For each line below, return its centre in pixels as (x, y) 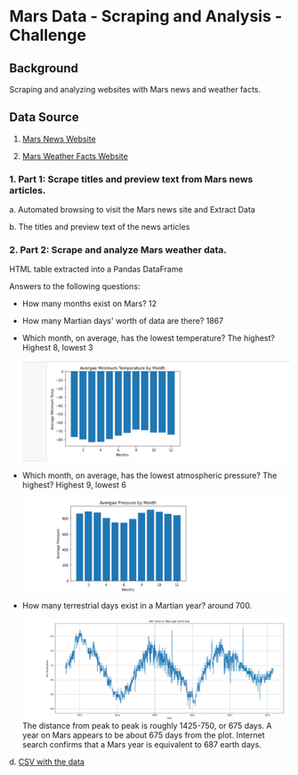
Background (44, 68)
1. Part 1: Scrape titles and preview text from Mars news (131, 179)
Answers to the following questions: (75, 287)
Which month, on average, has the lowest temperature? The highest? (149, 338)
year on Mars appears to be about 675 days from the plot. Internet (143, 735)
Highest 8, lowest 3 (57, 348)
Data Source (44, 117)
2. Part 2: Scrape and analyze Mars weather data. (118, 250)
